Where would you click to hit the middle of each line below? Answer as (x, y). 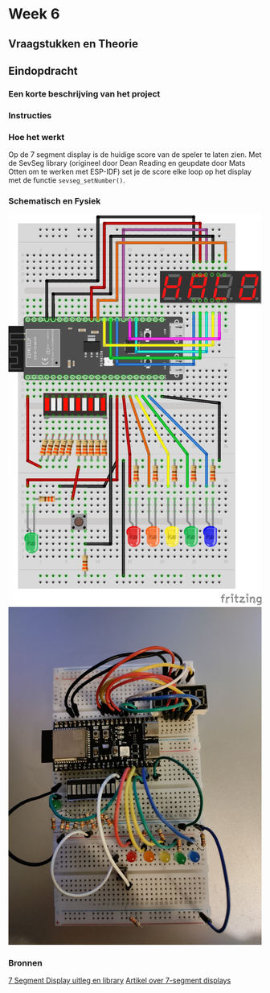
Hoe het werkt (37, 137)
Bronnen (25, 962)
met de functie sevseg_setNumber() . (67, 180)
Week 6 (34, 14)
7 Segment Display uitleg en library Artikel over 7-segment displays (120, 980)
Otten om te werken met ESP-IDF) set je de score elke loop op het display (130, 172)
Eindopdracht (43, 70)
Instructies (30, 115)
